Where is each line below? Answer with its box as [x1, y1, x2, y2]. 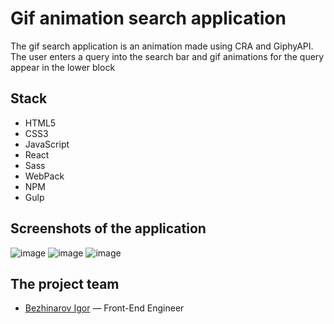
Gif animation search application [10, 7, 287, 30]
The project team [10, 275, 120, 292]
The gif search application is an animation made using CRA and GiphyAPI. [10, 40, 314, 52]
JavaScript [24, 138, 70, 150]
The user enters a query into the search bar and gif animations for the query [10, 50, 325, 62]
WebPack [24, 170, 65, 182]
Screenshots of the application [10, 220, 207, 237]
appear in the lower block [10, 61, 116, 73]
